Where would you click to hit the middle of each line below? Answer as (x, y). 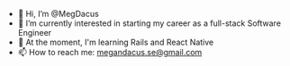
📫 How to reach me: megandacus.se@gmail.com (110, 52)
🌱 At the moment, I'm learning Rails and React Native (116, 42)
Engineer (35, 33)
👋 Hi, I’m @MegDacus (58, 14)
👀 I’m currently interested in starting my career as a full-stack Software (150, 23)
